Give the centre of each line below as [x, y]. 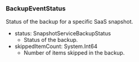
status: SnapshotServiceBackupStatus [62, 33]
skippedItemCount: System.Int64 [56, 46]
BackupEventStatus [36, 9]
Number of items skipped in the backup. [74, 53]
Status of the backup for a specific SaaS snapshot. [69, 22]
